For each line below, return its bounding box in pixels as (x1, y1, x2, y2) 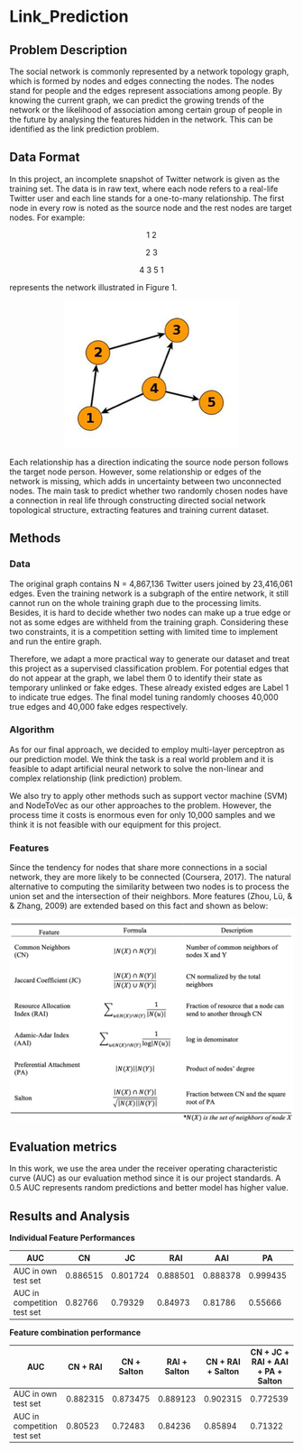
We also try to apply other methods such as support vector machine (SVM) (9, 790, 289, 801)
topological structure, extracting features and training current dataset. (9, 504, 270, 515)
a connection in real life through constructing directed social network (9, 494, 266, 506)
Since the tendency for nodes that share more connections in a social (9, 862, 268, 873)
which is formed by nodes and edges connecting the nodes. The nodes (9, 76, 275, 87)
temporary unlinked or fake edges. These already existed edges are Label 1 (9, 682, 289, 693)
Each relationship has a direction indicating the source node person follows (9, 456, 289, 467)
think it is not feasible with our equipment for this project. (9, 819, 222, 830)
